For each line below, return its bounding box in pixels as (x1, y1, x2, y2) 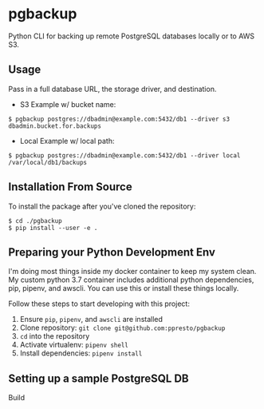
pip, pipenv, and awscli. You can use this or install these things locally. (8, 284, 239, 293)
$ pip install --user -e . (8, 224, 98, 232)
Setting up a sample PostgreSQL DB (8, 371, 189, 385)
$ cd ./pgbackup (8, 216, 62, 224)
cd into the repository (19, 332, 90, 341)
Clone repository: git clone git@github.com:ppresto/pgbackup (19, 323, 226, 332)
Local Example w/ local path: (19, 136, 115, 145)
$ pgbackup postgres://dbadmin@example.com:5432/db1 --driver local (8, 151, 241, 160)
